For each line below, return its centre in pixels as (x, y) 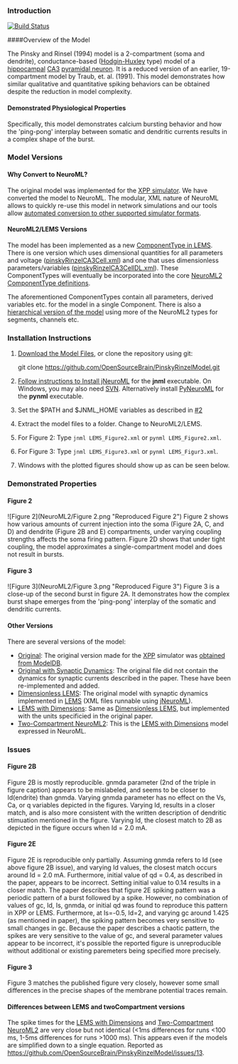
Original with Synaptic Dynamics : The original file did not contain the (118, 670)
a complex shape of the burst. (51, 139)
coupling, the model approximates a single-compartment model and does (115, 547)
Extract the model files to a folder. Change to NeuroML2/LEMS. (110, 424)
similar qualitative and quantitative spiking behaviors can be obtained (109, 84)
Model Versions (35, 157)
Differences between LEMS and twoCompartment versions (96, 1006)
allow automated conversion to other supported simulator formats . (104, 213)
